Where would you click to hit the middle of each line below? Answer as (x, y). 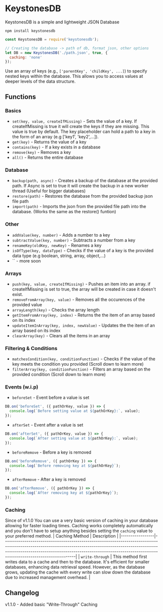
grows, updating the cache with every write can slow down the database (78, 572)
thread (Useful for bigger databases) (49, 191)
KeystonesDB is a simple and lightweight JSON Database (62, 22)
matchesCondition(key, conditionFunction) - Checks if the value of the (84, 359)
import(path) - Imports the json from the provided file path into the (79, 206)
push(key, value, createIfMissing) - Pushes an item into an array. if (81, 284)
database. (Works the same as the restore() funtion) (64, 212)
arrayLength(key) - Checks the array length (56, 310)
